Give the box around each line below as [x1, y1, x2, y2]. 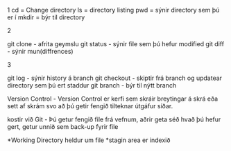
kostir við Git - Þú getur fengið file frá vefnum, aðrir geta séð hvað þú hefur [7, 115, 221, 123]
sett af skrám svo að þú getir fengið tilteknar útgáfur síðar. [7, 102, 173, 110]
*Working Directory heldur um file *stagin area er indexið [7, 136, 171, 144]
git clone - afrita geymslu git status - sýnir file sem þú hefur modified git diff [7, 40, 224, 48]
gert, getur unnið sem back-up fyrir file [7, 123, 119, 130]
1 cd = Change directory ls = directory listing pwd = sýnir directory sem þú [7, 6, 220, 14]
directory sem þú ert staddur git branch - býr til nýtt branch [7, 81, 177, 89]
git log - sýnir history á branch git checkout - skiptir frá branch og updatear [7, 74, 223, 82]
